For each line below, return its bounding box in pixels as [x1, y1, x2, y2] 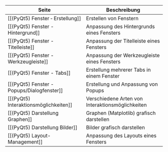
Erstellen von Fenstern [85, 15, 139, 22]
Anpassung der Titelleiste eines [85, 38, 160, 44]
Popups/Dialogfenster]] [7, 87, 63, 94]
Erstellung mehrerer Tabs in [85, 66, 151, 73]
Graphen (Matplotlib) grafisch [85, 110, 156, 116]
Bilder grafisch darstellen [85, 124, 145, 131]
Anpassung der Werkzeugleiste [85, 52, 160, 59]
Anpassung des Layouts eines [85, 132, 156, 139]
